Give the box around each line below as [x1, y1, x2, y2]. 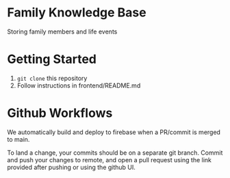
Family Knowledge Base [7, 5, 146, 21]
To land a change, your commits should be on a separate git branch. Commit [7, 149, 223, 157]
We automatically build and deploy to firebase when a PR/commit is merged [7, 128, 221, 136]
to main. [7, 135, 30, 143]
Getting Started [7, 51, 97, 67]
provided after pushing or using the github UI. [7, 163, 136, 171]
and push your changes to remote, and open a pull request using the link [7, 155, 212, 164]
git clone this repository [16, 74, 88, 82]
